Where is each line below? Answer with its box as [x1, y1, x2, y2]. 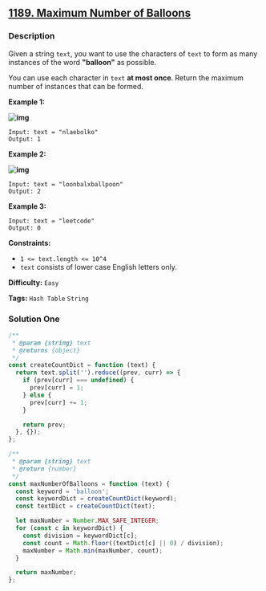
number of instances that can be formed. [8, 81, 144, 91]
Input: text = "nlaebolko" [8, 128, 99, 136]
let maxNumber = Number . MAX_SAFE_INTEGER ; [15, 517, 159, 525]
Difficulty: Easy [8, 277, 59, 287]
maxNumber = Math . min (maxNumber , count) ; [22, 546, 163, 555]
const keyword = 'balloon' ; [15, 487, 110, 495]
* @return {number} [11, 465, 78, 473]
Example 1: [8, 96, 46, 107]
